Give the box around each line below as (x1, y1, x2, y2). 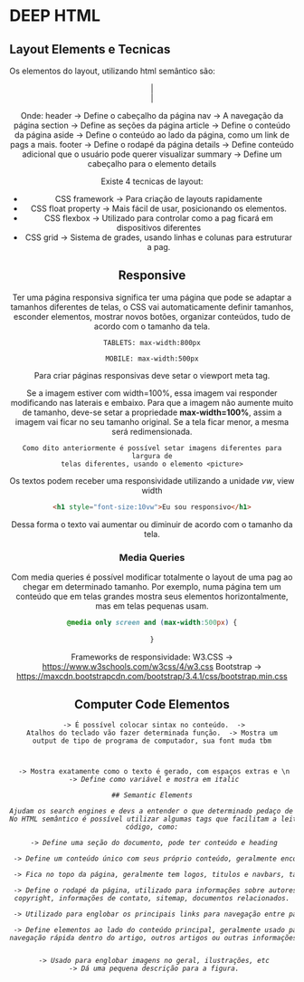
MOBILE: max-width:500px (105, 354, 199, 363)
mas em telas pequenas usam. (94, 600, 210, 611)
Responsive (118, 268, 186, 284)
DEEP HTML (9, 5, 101, 26)
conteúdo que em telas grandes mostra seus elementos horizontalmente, (15, 591, 289, 602)
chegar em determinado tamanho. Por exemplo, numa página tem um (22, 581, 282, 592)
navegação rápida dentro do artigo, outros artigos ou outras (9, 934, 249, 943)
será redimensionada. (111, 426, 193, 437)
